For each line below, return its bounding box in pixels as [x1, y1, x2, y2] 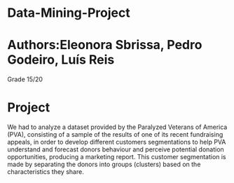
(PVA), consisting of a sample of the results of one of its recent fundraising [7, 130, 223, 139]
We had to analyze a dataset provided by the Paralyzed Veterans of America [7, 123, 228, 131]
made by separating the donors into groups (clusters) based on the [7, 160, 201, 169]
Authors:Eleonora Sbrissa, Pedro [7, 37, 202, 53]
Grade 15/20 [7, 75, 43, 83]
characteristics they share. [7, 168, 84, 176]
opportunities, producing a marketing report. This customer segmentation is [7, 153, 226, 161]
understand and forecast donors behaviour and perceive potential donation [7, 145, 224, 154]
